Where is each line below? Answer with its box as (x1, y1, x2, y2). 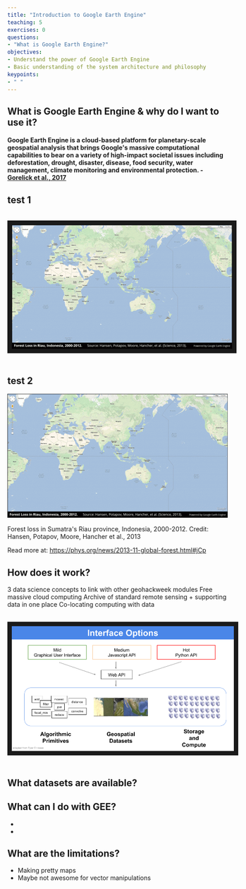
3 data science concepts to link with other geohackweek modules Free (7, 585, 213, 593)
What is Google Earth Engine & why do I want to (7, 105, 220, 117)
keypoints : (7, 71, 39, 78)
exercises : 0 (7, 26, 46, 33)
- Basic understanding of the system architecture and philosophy (7, 64, 207, 71)
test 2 (7, 375, 33, 387)
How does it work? (7, 567, 91, 579)
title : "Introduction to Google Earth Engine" (7, 11, 147, 18)
